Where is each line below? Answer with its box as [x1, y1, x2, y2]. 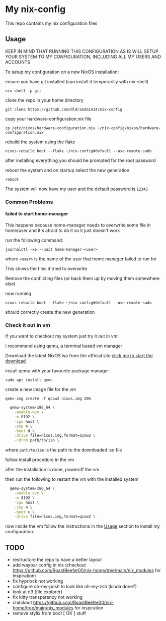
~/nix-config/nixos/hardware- [97, 125, 161, 131]
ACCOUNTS [5, 59, 31, 65]
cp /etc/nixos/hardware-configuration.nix [5, 125, 96, 131]
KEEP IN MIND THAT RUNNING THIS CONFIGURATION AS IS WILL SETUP [5, 48, 158, 54]
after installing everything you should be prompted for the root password [5, 157, 156, 163]
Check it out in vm [5, 321, 50, 328]
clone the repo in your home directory [5, 97, 84, 103]
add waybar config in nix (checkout [12, 562, 87, 568]
